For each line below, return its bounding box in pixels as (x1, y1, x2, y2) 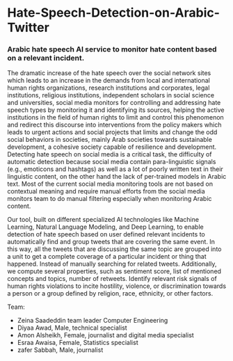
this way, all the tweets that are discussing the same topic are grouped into (7, 245, 222, 253)
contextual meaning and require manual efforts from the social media (7, 187, 205, 195)
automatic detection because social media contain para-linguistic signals (7, 158, 216, 166)
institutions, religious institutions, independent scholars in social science (7, 91, 214, 99)
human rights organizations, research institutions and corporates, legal (7, 83, 210, 92)
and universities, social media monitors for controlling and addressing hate (7, 99, 221, 107)
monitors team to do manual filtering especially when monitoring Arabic (7, 195, 212, 203)
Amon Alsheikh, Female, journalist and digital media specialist (17, 331, 195, 339)
